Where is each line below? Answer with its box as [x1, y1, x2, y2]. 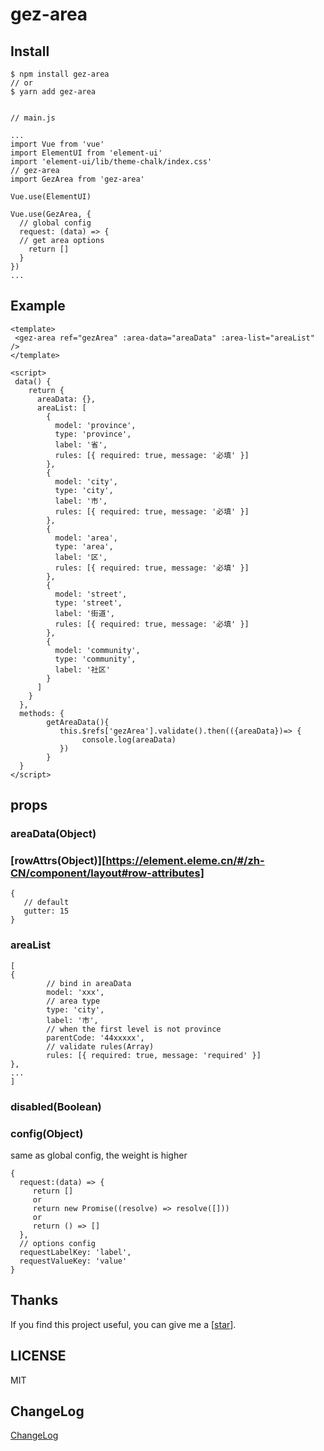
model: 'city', [54, 476, 118, 487]
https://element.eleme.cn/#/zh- [105, 854, 265, 868]
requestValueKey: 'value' [19, 1256, 128, 1266]
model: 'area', [54, 533, 118, 543]
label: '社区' [54, 664, 111, 675]
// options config [19, 1238, 97, 1248]
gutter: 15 [23, 906, 70, 917]
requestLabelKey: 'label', [19, 1247, 132, 1257]
